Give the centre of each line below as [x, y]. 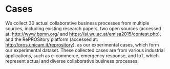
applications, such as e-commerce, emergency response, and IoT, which [82, 55]
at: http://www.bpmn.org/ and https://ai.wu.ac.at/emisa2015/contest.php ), [83, 34]
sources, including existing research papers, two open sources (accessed [83, 28]
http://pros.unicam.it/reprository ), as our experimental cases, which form [82, 44]
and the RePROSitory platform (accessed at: [52, 39]
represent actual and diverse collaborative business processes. [72, 61]
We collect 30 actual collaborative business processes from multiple [77, 23]
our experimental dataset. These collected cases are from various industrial [85, 50]
